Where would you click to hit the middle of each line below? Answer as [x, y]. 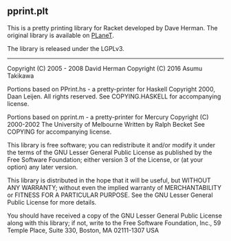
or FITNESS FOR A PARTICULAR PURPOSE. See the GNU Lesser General [110, 195]
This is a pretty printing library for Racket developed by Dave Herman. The [112, 28]
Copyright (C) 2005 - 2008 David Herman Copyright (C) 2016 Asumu [105, 68]
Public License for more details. [52, 202]
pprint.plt [28, 11]
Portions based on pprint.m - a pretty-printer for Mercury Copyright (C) [108, 117]
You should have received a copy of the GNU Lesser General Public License [114, 216]
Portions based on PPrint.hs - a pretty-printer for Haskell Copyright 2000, [111, 89]
